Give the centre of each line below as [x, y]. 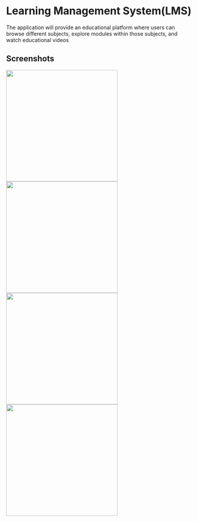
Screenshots [30, 59]
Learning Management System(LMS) [99, 11]
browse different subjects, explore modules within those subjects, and [92, 33]
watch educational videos [38, 40]
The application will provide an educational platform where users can [90, 27]
